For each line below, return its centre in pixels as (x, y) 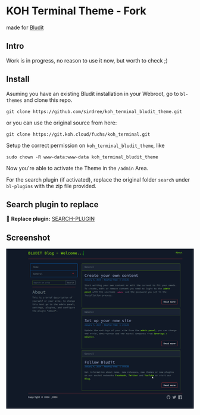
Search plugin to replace (52, 205)
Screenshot (28, 237)
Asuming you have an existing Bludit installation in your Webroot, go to (93, 93)
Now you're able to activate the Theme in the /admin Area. (77, 168)
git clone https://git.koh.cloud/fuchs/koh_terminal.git (78, 134)
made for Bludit (25, 27)
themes (14, 100)
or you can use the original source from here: (62, 123)
